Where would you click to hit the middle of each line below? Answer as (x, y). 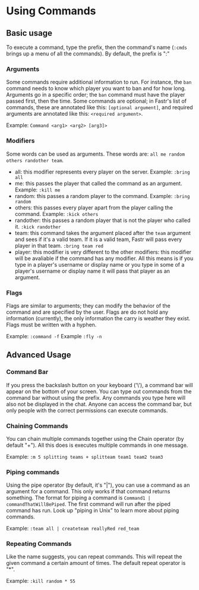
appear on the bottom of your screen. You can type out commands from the (99, 391)
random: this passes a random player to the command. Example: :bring (102, 196)
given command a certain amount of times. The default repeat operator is (96, 563)
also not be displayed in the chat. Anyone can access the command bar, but (99, 404)
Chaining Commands (37, 426)
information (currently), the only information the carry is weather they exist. (98, 318)
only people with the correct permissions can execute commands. (87, 410)
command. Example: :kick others (56, 214)
